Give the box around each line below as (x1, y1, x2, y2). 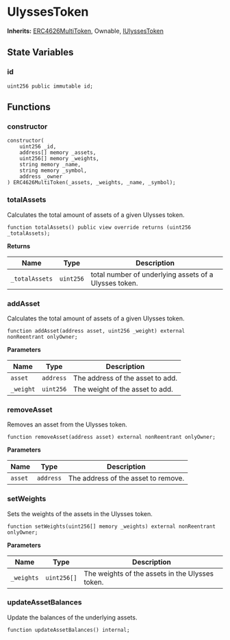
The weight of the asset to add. (73, 384, 173, 394)
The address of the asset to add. (73, 373, 178, 383)
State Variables (7, 47, 74, 58)
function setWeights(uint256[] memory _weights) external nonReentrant (7, 523, 216, 530)
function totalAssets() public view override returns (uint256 (7, 224, 192, 231)
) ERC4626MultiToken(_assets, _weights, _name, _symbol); (7, 179, 176, 186)
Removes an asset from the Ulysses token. (7, 420, 128, 428)
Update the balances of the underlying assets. (7, 613, 138, 622)
